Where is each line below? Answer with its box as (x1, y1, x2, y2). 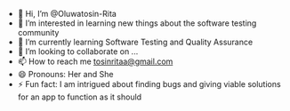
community (17, 28, 60, 37)
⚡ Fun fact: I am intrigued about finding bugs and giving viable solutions (17, 79, 282, 89)
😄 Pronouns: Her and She (17, 69, 114, 79)
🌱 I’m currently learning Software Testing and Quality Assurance (17, 36, 254, 47)
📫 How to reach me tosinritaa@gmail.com (17, 56, 173, 67)
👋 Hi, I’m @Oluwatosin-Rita (17, 9, 117, 19)
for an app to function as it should (17, 91, 142, 102)
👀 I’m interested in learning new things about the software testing (17, 18, 257, 28)
